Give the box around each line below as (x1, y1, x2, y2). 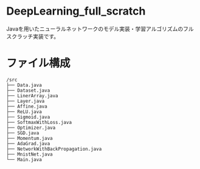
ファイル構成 (6, 57, 71, 71)
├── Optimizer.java (6, 125, 56, 131)
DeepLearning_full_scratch (6, 4, 146, 18)
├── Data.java (6, 82, 43, 88)
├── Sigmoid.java (6, 114, 50, 120)
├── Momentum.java (6, 135, 53, 141)
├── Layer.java (6, 98, 45, 104)
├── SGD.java (6, 129, 40, 136)
